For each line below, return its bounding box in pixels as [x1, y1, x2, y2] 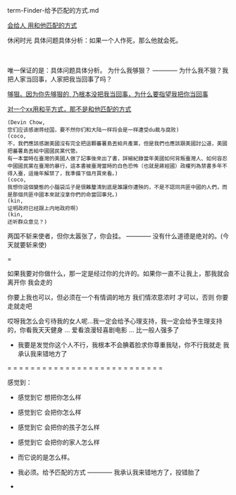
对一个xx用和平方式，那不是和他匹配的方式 [7, 105, 132, 113]
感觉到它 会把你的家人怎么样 [17, 438, 100, 446]
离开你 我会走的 [7, 278, 53, 286]
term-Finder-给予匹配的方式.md [7, 6, 99, 14]
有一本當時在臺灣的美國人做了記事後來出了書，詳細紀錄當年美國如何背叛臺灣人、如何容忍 [7, 155, 228, 162]
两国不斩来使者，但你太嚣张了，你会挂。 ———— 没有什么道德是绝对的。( [7, 232, 223, 240]
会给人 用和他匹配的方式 [7, 21, 77, 30]
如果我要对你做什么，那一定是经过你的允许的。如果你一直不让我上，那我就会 [7, 269, 230, 277]
